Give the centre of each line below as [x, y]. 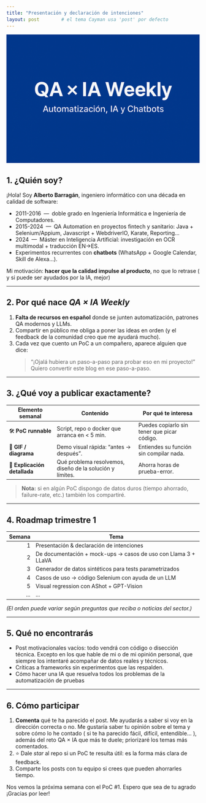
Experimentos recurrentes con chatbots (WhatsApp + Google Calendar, [106, 252]
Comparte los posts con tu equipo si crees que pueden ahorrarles [98, 769]
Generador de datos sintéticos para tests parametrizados [108, 569]
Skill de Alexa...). [36, 259]
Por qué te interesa [168, 413]
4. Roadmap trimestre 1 [51, 520]
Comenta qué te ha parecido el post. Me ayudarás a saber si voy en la [104, 720]
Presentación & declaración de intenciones [90, 545]
